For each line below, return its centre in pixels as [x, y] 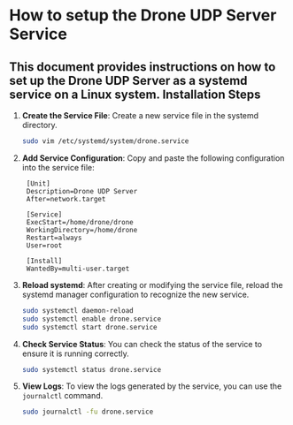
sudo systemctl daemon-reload [78, 310]
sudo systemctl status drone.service [92, 369]
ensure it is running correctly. [76, 353]
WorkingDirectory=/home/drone [82, 230]
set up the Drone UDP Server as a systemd [128, 80]
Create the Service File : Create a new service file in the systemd [140, 115]
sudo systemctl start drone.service [89, 327]
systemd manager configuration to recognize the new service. [135, 294]
